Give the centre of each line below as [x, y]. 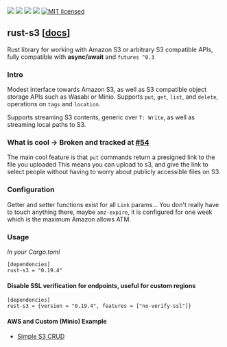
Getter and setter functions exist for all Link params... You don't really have [113, 204]
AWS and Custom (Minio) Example [57, 321]
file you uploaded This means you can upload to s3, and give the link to [108, 165]
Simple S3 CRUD [41, 337]
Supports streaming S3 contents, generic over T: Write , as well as [101, 117]
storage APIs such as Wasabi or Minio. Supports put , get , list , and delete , [112, 97]
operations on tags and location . [54, 104]
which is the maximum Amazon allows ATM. [69, 219]
